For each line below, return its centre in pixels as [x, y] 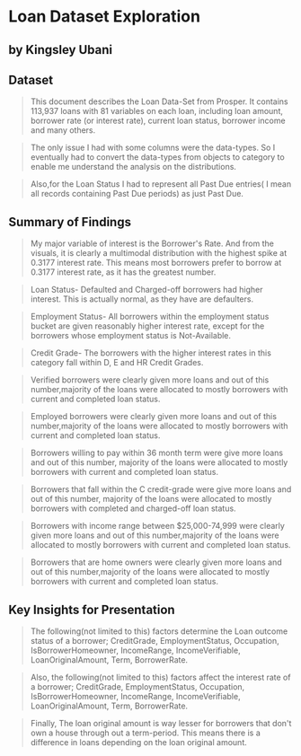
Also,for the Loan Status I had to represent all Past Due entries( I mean [161, 184]
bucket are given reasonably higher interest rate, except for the [147, 326]
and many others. [63, 130]
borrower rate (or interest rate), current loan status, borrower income [158, 121]
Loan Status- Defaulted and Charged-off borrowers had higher [146, 290]
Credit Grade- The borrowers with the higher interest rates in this [150, 353]
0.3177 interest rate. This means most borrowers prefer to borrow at [156, 263]
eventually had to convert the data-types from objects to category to [157, 157]
